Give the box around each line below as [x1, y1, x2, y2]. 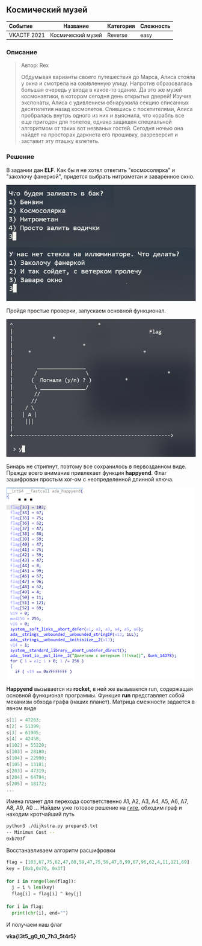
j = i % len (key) [11, 884, 55, 890]
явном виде [6, 704, 37, 711]
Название [63, 22, 89, 30]
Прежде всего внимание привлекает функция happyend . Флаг [6, 469, 167, 477]
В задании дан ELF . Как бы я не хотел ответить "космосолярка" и [6, 166, 176, 174]
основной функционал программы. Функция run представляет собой [6, 691, 185, 699]
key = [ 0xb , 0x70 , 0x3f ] [6, 865, 66, 871]
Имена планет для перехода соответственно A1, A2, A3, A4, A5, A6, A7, [6, 798, 188, 805]
